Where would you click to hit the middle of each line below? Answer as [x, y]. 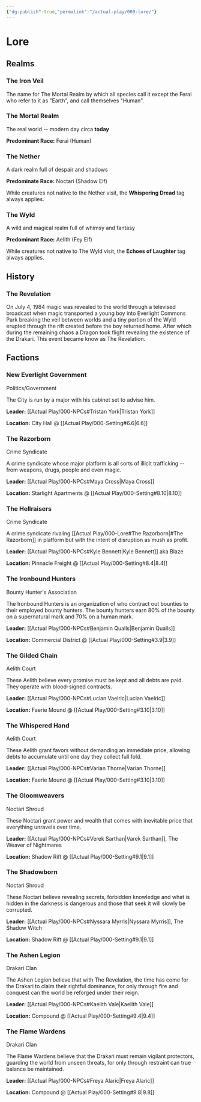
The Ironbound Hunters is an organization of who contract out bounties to [97, 603]
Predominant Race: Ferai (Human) [49, 141]
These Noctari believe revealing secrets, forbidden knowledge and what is [98, 897]
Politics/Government [31, 388]
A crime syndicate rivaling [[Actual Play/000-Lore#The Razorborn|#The [95, 534]
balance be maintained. [35, 1069]
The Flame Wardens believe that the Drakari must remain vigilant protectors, [100, 1056]
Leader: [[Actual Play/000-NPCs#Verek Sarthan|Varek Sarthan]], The [92, 838]
